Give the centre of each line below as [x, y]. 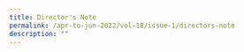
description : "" [39, 33]
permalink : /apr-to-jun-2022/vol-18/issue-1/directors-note [122, 26]
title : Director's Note [53, 17]
